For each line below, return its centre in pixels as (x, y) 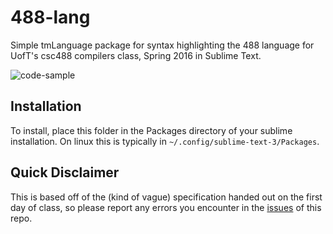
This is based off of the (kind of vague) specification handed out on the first (166, 197)
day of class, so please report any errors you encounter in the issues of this (166, 207)
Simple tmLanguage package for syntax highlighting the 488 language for (162, 45)
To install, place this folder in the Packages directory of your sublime (151, 130)
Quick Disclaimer (65, 172)
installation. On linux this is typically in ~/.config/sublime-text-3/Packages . (165, 141)
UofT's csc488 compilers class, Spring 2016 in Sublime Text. (136, 55)
